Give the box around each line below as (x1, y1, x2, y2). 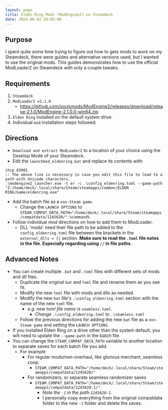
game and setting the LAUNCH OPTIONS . (33, 321, 109, 327)
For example (20, 348, 46, 355)
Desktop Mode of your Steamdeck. (12, 152, 85, 158)
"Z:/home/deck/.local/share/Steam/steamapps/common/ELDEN (5, 185, 129, 190)
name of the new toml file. (20, 300, 74, 306)
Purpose (5, 35, 33, 44)
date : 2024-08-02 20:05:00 (5, 17, 62, 22)
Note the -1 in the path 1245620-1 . (42, 389, 112, 395)
